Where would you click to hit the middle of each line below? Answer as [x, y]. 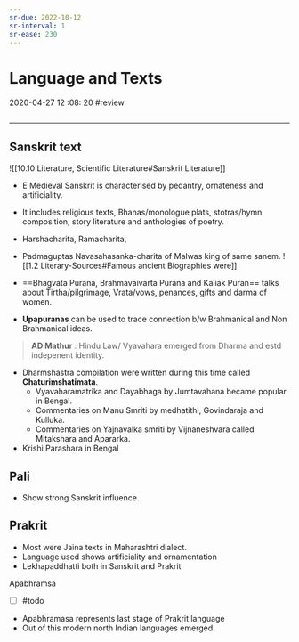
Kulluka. [50, 420]
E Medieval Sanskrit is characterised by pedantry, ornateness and [143, 186]
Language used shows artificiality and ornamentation [120, 557]
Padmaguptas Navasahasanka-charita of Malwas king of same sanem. [151, 256]
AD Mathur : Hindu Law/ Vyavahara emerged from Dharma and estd [156, 346]
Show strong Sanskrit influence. [81, 497]
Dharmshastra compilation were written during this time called [136, 373]
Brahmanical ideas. [57, 329]
